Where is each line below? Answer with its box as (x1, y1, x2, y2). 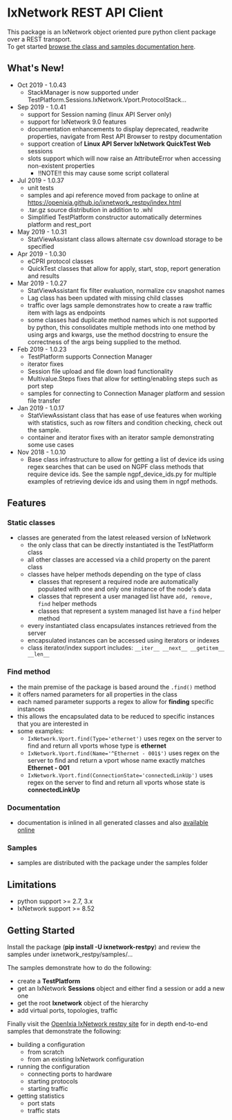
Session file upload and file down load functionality (27, 367, 173, 375)
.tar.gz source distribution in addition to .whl (27, 205, 153, 213)
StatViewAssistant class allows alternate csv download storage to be (27, 235, 223, 243)
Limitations (7, 879, 57, 891)
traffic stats (27, 1106, 61, 1114)
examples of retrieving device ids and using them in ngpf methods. (27, 477, 218, 485)
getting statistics (17, 1092, 65, 1100)
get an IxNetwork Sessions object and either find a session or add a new (17, 984, 225, 992)
